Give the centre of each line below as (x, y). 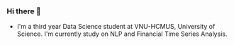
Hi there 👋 (24, 11)
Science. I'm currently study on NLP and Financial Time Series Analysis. (122, 34)
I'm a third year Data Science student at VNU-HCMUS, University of (116, 27)
